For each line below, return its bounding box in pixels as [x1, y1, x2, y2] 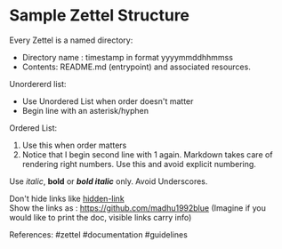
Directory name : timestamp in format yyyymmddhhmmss [21, 52, 234, 62]
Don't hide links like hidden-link [9, 193, 125, 204]
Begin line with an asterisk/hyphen [21, 105, 149, 116]
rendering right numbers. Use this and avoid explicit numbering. [21, 158, 256, 169]
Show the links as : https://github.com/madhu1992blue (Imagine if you [9, 202, 267, 213]
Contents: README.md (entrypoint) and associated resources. [21, 61, 251, 72]
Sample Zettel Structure [9, 5, 189, 26]
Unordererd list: [9, 78, 67, 89]
